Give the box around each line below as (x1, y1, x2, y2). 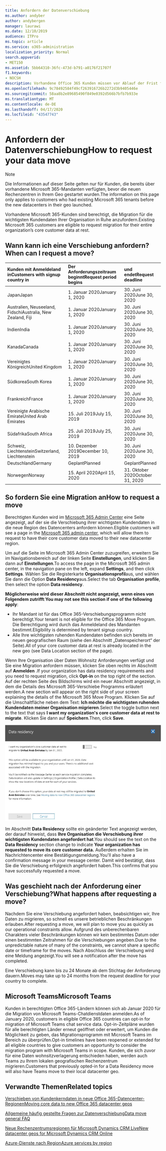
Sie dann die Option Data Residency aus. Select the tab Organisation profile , (5, 576, 161, 582)
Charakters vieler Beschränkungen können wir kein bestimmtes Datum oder (5, 931, 159, 938)
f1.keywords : (5, 71, 32, 76)
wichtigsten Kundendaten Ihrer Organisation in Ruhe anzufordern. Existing (5, 217, 155, 223)
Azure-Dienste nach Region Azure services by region (5, 1140, 112, 1146)
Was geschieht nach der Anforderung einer (5, 882, 141, 891)
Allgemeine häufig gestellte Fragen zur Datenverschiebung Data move (5, 1111, 147, 1116)
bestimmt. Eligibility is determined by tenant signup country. (12, 627, 133, 633)
